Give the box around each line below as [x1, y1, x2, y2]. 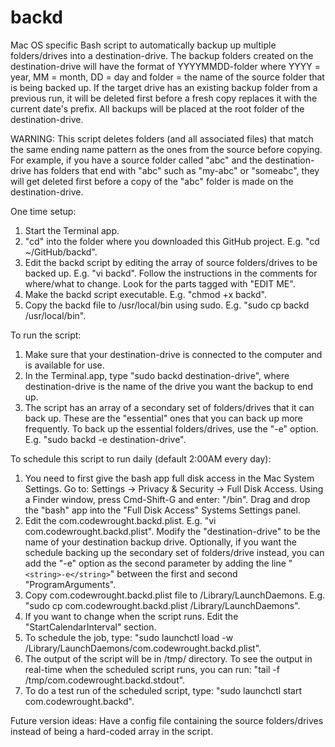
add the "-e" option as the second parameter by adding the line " [24, 557, 293, 569]
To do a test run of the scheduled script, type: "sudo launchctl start [24, 684, 303, 696]
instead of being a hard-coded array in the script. [10, 725, 214, 737]
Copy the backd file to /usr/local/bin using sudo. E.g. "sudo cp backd [24, 299, 310, 311]
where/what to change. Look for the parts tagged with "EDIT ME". [24, 277, 296, 290]
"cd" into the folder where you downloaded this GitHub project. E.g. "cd [24, 235, 320, 247]
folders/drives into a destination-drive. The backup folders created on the [10, 49, 314, 61]
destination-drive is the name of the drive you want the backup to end [24, 380, 313, 392]
